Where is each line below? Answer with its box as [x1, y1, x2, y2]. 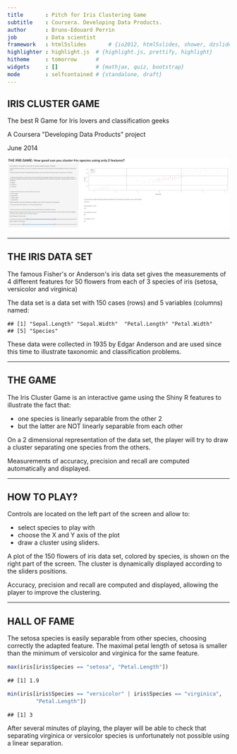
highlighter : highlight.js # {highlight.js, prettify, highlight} [7, 49, 213, 56]
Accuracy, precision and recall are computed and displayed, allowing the [7, 580, 219, 589]
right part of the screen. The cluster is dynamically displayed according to [7, 559, 222, 568]
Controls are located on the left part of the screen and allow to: [7, 510, 190, 518]
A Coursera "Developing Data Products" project [7, 130, 146, 139]
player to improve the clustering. [7, 588, 102, 597]
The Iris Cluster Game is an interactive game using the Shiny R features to [7, 393, 222, 401]
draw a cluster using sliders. [17, 538, 100, 547]
